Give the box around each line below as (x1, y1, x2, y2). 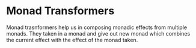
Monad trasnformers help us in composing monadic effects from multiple (6, 24, 188, 31)
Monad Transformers (6, 4, 115, 18)
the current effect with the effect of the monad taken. (6, 36, 138, 43)
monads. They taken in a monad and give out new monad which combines (6, 30, 191, 37)
